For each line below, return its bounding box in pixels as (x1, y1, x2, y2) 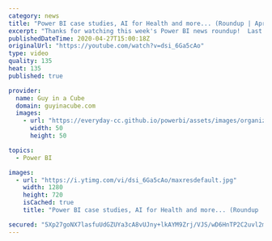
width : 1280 (23, 184, 63, 192)
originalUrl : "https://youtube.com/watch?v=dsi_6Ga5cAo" (8, 42, 205, 50)
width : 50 (29, 125, 63, 133)
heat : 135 (8, 65, 42, 73)
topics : (8, 146, 35, 154)
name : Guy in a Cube (15, 94, 85, 102)
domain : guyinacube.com (15, 102, 96, 110)
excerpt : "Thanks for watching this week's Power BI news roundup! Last (8, 27, 263, 35)
